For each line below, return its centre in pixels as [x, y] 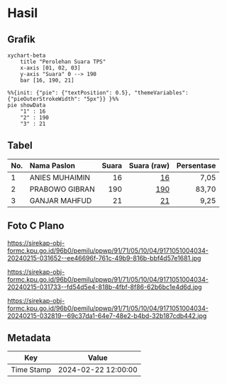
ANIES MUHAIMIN [60, 177]
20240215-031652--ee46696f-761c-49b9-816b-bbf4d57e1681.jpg [104, 258]
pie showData [27, 105]
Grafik [21, 39]
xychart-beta [27, 55]
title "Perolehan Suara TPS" [63, 62]
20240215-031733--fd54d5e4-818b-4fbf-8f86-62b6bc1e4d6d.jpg [105, 287]
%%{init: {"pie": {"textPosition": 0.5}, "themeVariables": [98, 93]
